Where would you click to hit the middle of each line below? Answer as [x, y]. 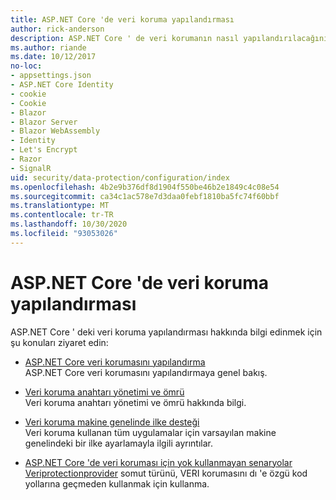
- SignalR [31, 168]
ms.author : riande [48, 47]
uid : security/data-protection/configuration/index [120, 177]
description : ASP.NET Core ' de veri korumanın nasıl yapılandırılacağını [169, 38]
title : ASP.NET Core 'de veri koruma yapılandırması [122, 19]
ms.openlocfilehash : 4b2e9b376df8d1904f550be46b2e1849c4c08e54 [145, 187]
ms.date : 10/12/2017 [53, 57]
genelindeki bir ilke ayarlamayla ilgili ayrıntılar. [119, 443]
